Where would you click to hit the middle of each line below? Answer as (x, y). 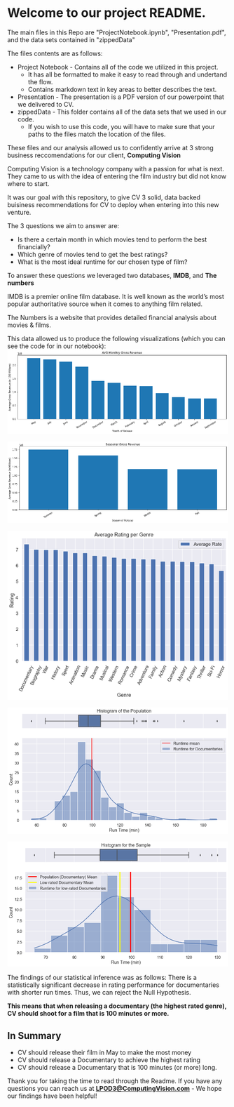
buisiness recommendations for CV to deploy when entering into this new (113, 204)
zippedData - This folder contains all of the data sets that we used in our (122, 112)
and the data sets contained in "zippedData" (71, 39)
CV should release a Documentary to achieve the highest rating (109, 1060)
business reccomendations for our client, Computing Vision (94, 155)
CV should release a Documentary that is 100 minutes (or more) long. (117, 1068)
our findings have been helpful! (52, 1096)
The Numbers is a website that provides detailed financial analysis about (112, 317)
